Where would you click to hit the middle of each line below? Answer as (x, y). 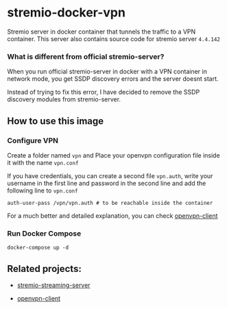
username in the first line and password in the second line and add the (107, 183)
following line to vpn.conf (43, 190)
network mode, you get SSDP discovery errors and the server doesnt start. (113, 79)
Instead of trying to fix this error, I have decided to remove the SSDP (104, 92)
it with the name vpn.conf (43, 162)
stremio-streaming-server (53, 285)
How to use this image (56, 121)
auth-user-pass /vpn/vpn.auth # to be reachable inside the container (110, 203)
